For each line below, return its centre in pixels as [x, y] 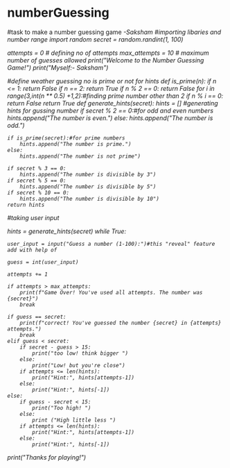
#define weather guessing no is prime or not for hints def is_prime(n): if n [112, 81]
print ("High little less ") [74, 420]
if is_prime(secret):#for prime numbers [67, 138]
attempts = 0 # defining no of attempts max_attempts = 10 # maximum [108, 53]
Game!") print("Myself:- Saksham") [58, 67]
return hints [26, 205]
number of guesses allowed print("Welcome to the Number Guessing [106, 60]
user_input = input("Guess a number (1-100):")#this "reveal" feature [111, 244]
